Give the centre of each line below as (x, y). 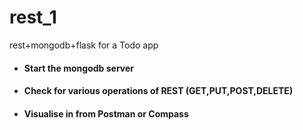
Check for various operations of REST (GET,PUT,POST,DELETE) (158, 91)
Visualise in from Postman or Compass (106, 113)
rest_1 (33, 17)
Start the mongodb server (78, 68)
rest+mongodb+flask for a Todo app (84, 45)
